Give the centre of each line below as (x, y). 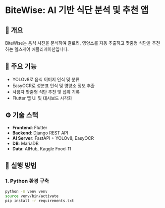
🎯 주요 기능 (21, 66)
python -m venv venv (27, 192)
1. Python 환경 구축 (27, 181)
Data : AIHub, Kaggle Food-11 (42, 149)
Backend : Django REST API (40, 133)
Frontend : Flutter (30, 127)
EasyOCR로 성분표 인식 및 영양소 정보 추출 (54, 86)
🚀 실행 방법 (21, 165)
